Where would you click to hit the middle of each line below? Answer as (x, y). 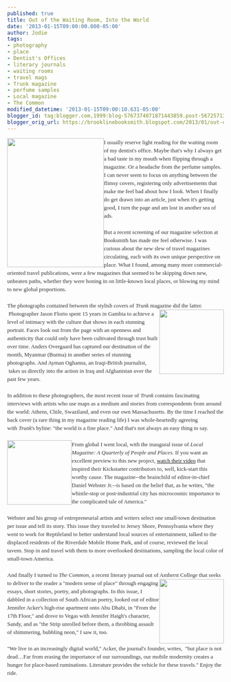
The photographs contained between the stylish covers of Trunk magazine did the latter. (105, 306)
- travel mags (27, 77)
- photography (27, 45)
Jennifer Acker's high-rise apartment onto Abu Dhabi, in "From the (82, 607)
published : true (30, 13)
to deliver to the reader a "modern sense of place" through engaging (83, 583)
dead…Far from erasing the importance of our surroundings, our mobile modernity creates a (110, 656)
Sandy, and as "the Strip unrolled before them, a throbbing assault (80, 624)
